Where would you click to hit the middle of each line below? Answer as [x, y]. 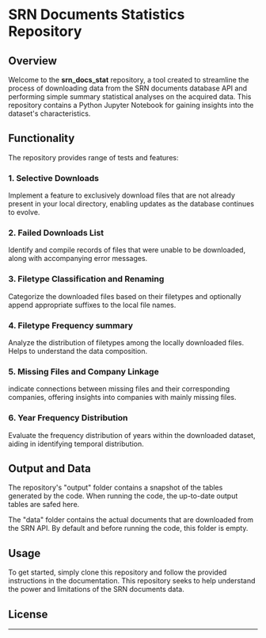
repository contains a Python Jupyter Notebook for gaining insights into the [131, 105]
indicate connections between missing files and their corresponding [119, 389]
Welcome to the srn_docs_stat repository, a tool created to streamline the [129, 80]
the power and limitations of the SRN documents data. [96, 590]
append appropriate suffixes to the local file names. [92, 305]
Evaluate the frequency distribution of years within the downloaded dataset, [132, 435]
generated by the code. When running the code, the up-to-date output [123, 496]
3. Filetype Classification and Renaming [86, 279]
